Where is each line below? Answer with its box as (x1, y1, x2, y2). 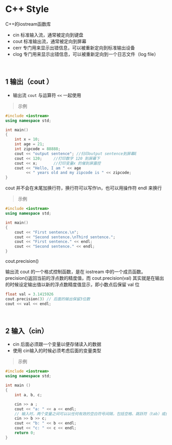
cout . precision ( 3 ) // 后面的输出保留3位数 (5, 296, 91, 301)
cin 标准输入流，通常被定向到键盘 (12, 32, 83, 38)
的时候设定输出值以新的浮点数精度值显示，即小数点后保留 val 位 (5, 281, 140, 287)
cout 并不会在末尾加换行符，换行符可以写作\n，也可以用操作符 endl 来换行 (5, 185, 162, 191)
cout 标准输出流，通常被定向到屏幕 (12, 38, 87, 44)
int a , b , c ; (14, 392, 42, 397)
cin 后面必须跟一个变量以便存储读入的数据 (12, 341, 101, 347)
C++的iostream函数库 (5, 21, 51, 27)
